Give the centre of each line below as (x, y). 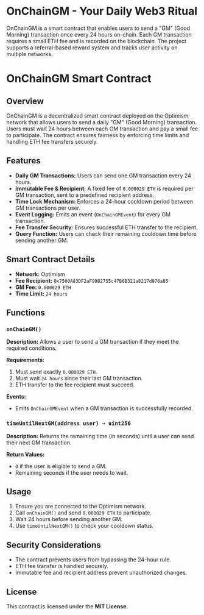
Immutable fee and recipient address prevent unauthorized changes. (101, 573)
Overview (25, 101)
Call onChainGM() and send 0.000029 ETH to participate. (83, 513)
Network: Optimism (40, 274)
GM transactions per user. (48, 208)
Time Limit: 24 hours (41, 293)
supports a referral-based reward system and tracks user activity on (92, 48)
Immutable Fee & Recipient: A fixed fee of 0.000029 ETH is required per (104, 188)
